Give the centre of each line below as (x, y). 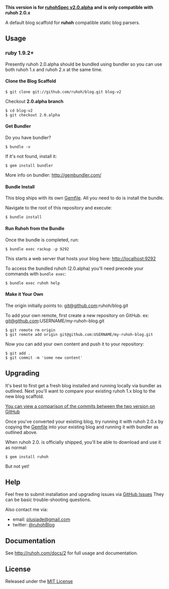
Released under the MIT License (39, 581)
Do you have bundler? (28, 138)
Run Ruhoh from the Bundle (35, 228)
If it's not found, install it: (31, 157)
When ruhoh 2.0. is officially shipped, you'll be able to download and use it (83, 442)
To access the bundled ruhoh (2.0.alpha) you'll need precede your (74, 268)
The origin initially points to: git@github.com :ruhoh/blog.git (67, 305)
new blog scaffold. (25, 396)
